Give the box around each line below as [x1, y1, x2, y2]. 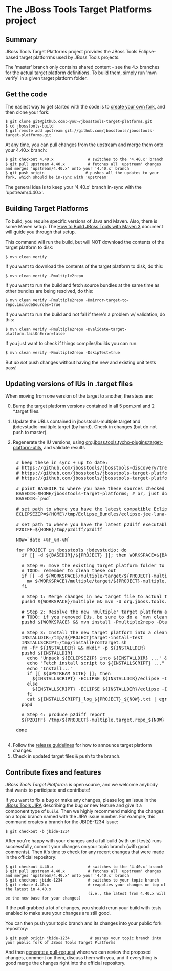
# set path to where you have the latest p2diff [16, 522, 141, 528]
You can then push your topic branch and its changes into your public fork [5, 920, 162, 926]
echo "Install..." [27, 666, 73, 672]
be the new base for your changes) [5, 896, 81, 901]
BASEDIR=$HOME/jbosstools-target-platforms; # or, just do [16, 491, 167, 497]
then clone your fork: [5, 109, 50, 115]
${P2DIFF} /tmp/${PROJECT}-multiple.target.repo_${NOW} [21, 717, 165, 723]
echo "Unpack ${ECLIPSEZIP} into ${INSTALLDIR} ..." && [27, 655, 170, 661]
